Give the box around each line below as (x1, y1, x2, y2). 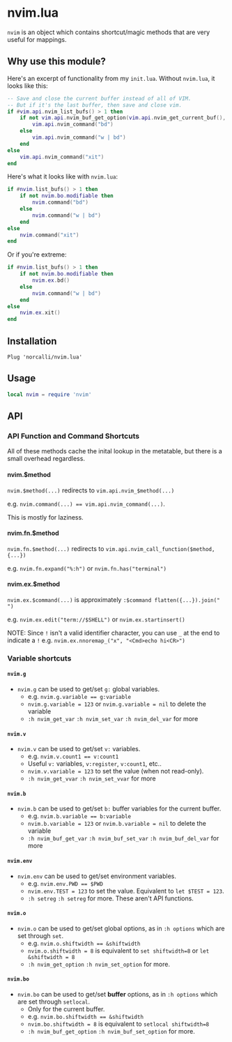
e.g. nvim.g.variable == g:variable (27, 693, 131, 701)
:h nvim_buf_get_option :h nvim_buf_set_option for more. (27, 1027, 195, 1036)
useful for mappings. (7, 35, 67, 43)
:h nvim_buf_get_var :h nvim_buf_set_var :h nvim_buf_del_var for (27, 834, 219, 843)
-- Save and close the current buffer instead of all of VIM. (7, 95, 192, 102)
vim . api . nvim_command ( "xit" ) (20, 153, 105, 160)
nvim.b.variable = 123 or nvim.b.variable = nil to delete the (27, 820, 207, 828)
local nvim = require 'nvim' (7, 391, 92, 398)
